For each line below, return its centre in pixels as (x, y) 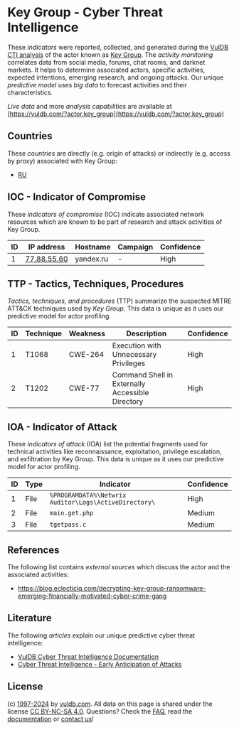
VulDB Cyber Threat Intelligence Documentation (88, 656)
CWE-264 (86, 355)
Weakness (87, 333)
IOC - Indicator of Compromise (76, 197)
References (33, 550)
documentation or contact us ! (51, 719)
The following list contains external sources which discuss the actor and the (119, 567)
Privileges (129, 363)
